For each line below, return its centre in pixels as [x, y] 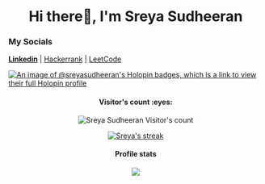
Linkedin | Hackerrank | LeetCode [65, 59]
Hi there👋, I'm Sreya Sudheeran [136, 17]
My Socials [31, 42]
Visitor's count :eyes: [136, 102]
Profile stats [136, 154]
